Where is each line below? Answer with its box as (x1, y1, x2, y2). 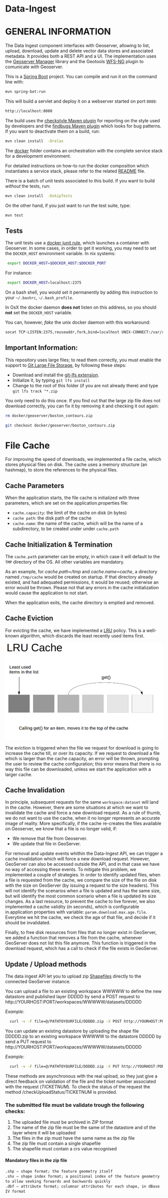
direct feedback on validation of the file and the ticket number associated (5, 1078, 156, 1084)
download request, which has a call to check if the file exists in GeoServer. (5, 945, 159, 951)
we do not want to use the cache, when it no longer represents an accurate (5, 815, 160, 821)
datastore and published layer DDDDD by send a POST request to (5, 994, 140, 1000)
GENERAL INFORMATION (5, 26, 111, 38)
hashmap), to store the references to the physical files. (5, 467, 118, 473)
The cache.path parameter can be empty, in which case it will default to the (5, 554, 160, 560)
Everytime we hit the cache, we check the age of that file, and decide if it (5, 914, 156, 920)
